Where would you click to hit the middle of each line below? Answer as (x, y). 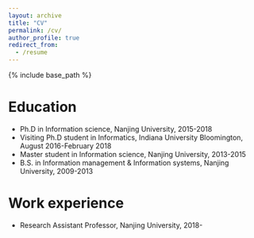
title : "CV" (28, 23)
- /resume (31, 52)
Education (42, 107)
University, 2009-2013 (56, 171)
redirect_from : (33, 45)
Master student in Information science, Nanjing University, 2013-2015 (133, 154)
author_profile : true (44, 38)
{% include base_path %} (50, 75)
